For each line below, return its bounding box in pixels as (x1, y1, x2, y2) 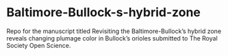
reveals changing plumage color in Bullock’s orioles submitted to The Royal (6, 34, 218, 42)
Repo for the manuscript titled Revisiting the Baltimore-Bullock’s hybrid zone (6, 27, 222, 35)
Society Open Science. (6, 41, 71, 49)
